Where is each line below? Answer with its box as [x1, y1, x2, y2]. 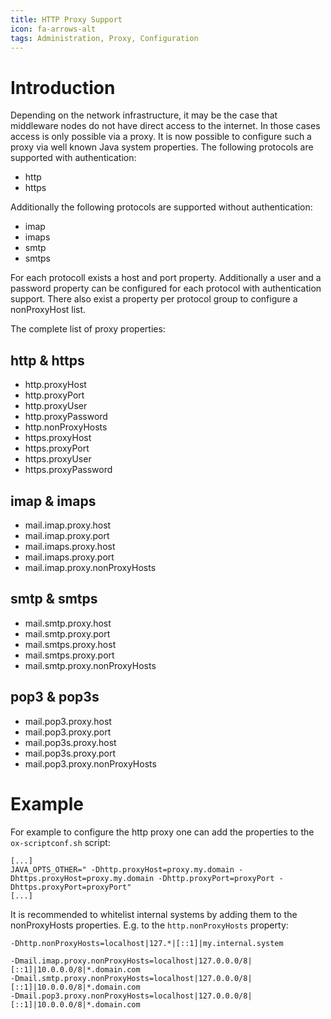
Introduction [10, 76, 116, 99]
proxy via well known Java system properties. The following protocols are [10, 141, 314, 153]
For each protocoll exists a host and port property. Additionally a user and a [10, 272, 322, 284]
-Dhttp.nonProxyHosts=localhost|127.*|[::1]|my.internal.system [10, 938, 284, 948]
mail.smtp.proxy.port [24, 627, 111, 640]
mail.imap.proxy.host [24, 519, 112, 531]
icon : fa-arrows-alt [10, 24, 97, 34]
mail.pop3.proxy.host [24, 715, 112, 727]
